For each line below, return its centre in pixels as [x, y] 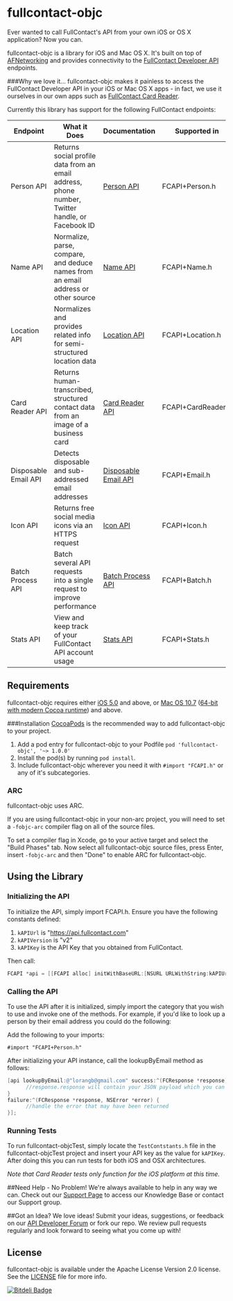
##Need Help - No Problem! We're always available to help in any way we [112, 1188]
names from [74, 271]
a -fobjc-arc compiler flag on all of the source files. [81, 827]
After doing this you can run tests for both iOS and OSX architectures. [107, 1160]
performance [75, 606]
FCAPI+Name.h [187, 267]
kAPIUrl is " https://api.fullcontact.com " [73, 932]
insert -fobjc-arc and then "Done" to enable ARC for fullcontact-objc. [107, 855]
